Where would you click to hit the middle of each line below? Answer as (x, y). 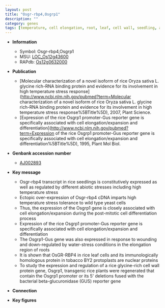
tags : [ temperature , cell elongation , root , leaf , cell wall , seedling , (81, 28)
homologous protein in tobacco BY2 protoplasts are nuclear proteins (89, 260)
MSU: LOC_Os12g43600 (44, 57)
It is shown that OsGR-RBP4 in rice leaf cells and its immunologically (89, 255)
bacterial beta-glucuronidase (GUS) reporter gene (70, 281)
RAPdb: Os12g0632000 (43, 62)
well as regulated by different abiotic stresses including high (80, 187)
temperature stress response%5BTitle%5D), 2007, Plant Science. (85, 112)
